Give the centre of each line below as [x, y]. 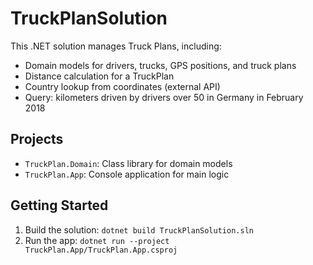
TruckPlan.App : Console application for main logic [127, 174]
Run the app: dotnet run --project [97, 240]
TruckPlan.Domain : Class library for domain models [128, 163]
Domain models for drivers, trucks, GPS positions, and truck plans [160, 65]
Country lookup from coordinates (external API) [122, 86]
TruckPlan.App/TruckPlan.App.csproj [101, 250]
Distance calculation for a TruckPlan [99, 76]
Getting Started [59, 205]
